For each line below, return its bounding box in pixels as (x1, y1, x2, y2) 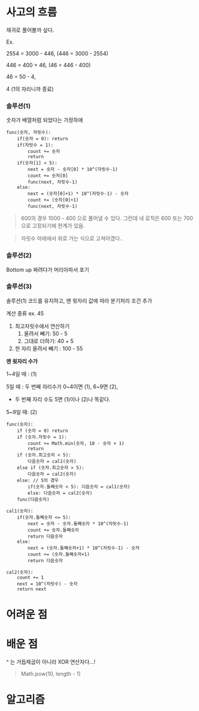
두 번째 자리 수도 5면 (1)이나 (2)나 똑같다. (14, 396, 111, 403)
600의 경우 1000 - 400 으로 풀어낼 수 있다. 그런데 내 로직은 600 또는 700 (20, 214, 193, 222)
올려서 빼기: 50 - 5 (23, 330, 68, 337)
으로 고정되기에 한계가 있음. (20, 222, 85, 229)
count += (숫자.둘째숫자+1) (27, 551, 90, 557)
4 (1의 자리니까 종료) (6, 85, 54, 93)
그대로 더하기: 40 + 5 (23, 337, 74, 344)
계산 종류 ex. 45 (6, 309, 44, 317)
